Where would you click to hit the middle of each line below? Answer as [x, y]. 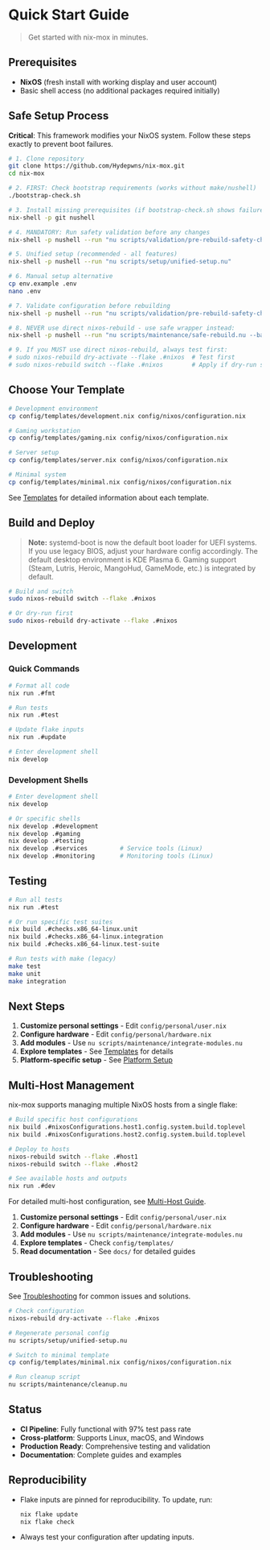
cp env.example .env [43, 284]
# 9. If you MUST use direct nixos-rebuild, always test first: [118, 350]
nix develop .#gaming [45, 833]
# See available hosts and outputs [68, 1178]
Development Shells [48, 779]
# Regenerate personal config [59, 1333]
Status [25, 1409]
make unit [25, 974]
